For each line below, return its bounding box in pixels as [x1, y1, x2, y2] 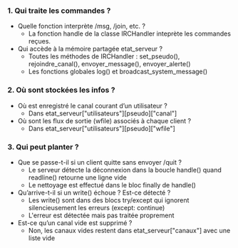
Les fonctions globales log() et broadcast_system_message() [28, 67, 208, 76]
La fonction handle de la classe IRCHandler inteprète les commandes [28, 29, 232, 38]
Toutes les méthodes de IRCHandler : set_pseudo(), [28, 52, 180, 61]
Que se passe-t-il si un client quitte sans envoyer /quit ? [17, 157, 182, 166]
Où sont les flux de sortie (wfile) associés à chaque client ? [17, 116, 191, 125]
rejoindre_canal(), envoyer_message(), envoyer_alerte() [28, 60, 191, 68]
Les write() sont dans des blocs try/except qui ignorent [28, 195, 190, 205]
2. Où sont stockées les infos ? [7, 85, 115, 95]
